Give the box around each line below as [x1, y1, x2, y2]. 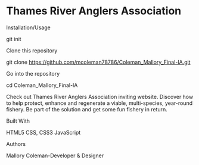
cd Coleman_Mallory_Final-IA [6, 82, 78, 89]
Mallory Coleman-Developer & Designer [6, 152, 104, 159]
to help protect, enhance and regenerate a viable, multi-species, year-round [6, 99, 192, 107]
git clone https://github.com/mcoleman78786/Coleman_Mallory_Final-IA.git [6, 58, 191, 66]
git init [6, 35, 22, 42]
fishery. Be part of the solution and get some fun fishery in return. [6, 105, 168, 113]
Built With [6, 117, 30, 124]
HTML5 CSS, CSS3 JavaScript [6, 129, 81, 136]
